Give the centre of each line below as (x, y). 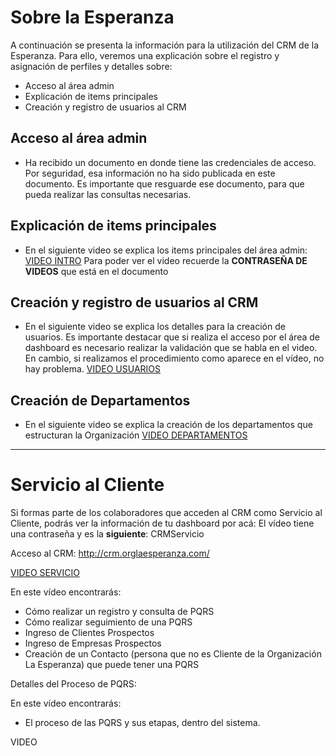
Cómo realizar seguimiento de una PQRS (108, 622)
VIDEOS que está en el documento (96, 271)
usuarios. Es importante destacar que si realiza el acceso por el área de (172, 337)
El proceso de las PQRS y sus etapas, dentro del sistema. (142, 723)
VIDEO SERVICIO (45, 573)
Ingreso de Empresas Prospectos (93, 643)
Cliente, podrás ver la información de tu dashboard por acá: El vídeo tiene (162, 523)
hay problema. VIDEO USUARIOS (93, 369)
